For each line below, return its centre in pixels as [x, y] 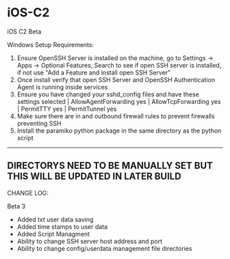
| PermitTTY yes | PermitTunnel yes [67, 109]
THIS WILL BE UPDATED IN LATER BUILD [94, 177]
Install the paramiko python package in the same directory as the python [119, 131]
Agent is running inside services [62, 87]
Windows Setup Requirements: [51, 44]
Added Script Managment [53, 234]
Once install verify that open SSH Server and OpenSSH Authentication [116, 79]
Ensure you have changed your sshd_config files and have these [108, 94]
